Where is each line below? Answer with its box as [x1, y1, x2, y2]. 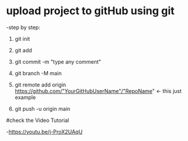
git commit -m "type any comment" [14, 58, 101, 65]
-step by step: [6, 24, 40, 31]
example [14, 94, 36, 101]
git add [14, 46, 33, 54]
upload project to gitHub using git [6, 4, 175, 18]
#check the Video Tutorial [6, 117, 69, 124]
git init [14, 35, 30, 42]
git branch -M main [14, 69, 62, 76]
